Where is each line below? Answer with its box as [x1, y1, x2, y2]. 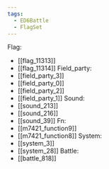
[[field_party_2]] [17, 86, 65, 95]
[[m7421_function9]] [17, 124, 77, 133]
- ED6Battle [13, 17, 50, 24]
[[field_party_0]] [17, 79, 65, 88]
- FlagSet [13, 23, 42, 30]
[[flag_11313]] [17, 57, 56, 65]
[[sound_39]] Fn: [17, 117, 67, 125]
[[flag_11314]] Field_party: [17, 64, 92, 73]
